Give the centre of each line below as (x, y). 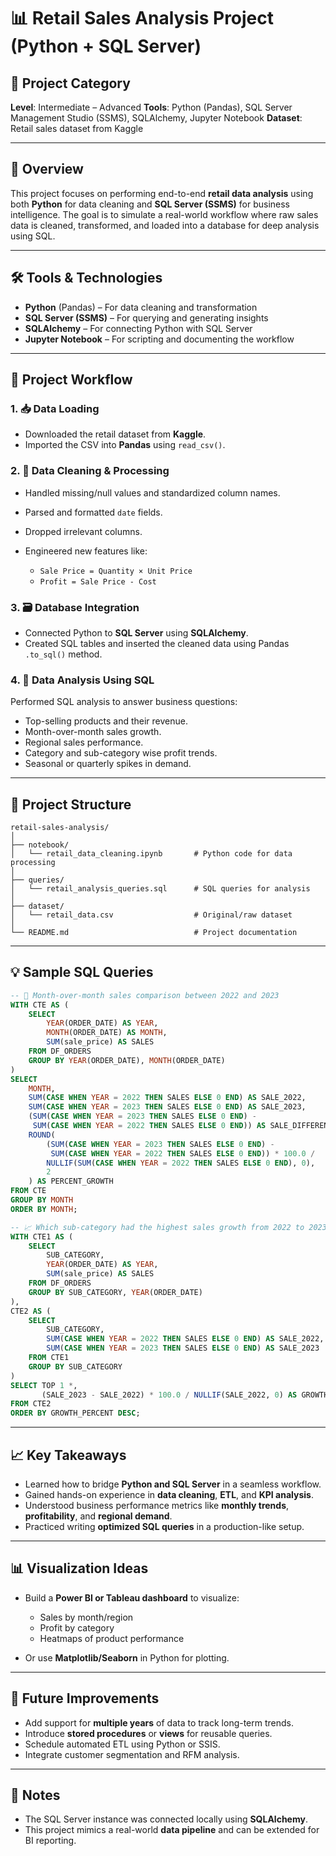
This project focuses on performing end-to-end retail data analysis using (162, 193)
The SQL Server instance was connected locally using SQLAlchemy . (166, 1819)
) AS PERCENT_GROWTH (71, 1181)
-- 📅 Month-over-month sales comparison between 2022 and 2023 (145, 995)
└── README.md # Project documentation (154, 933)
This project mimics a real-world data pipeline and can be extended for (172, 1830)
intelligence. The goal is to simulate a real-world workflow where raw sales (164, 214)
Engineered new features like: (86, 551)
